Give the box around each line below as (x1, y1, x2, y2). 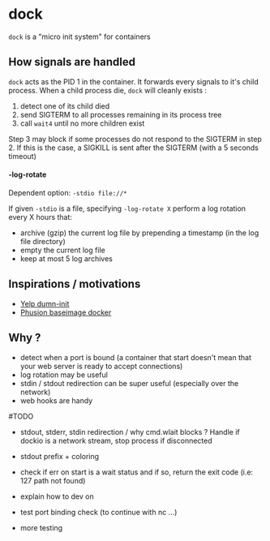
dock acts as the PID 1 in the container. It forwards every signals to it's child (8, 76, 259, 86)
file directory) (19, 236, 66, 246)
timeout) (8, 151, 36, 161)
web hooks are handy (19, 395, 93, 406)
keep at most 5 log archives (19, 253, 114, 264)
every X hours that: (8, 212, 73, 221)
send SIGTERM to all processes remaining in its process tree (19, 109, 222, 119)
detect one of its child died (19, 101, 110, 110)
